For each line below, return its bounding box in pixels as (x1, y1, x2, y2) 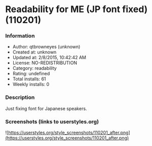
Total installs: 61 (12, 76, 47, 82)
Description (5, 94, 35, 101)
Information (5, 32, 35, 39)
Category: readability (12, 65, 57, 71)
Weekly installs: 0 (12, 81, 50, 87)
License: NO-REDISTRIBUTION (12, 60, 78, 66)
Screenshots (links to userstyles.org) (5, 118, 99, 125)
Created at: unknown (12, 49, 57, 55)
